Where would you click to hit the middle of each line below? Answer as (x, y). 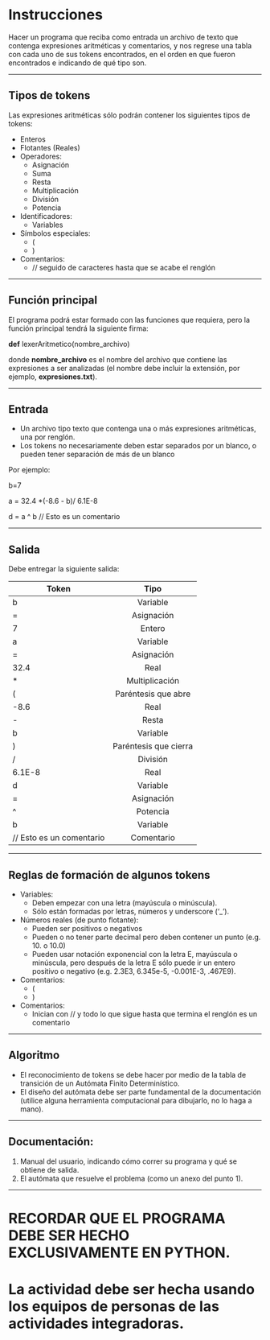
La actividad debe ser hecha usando (132, 1289)
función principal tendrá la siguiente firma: (78, 328)
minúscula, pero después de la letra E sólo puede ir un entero (133, 963)
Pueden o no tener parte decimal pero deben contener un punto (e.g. (146, 937)
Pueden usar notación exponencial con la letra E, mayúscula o (135, 954)
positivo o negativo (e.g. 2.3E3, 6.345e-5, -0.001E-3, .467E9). (134, 971)
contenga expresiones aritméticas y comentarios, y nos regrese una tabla (130, 45)
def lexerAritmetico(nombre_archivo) (69, 344)
